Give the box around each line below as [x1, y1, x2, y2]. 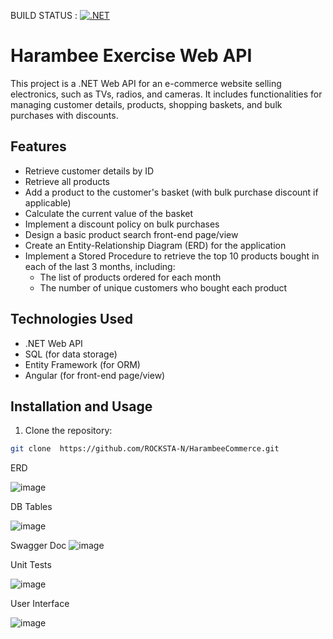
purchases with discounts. [10, 109, 119, 121]
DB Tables [10, 501, 53, 513]
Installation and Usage [10, 398, 153, 415]
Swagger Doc [10, 540, 67, 552]
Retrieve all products [24, 175, 110, 187]
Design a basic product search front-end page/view [24, 228, 239, 240]
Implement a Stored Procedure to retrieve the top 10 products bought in [24, 250, 320, 262]
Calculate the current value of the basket [24, 207, 194, 219]
